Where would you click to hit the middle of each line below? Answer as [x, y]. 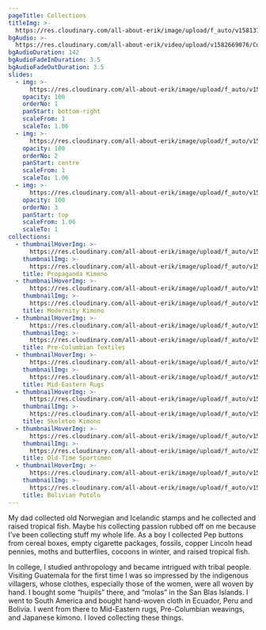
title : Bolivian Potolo [62, 495]
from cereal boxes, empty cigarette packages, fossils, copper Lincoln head [130, 543]
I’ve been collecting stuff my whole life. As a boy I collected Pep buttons [126, 534]
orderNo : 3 [40, 207]
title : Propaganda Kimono [65, 274]
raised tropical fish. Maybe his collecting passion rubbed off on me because [132, 526]
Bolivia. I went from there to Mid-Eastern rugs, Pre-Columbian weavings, [127, 609]
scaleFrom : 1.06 [49, 222]
